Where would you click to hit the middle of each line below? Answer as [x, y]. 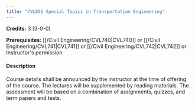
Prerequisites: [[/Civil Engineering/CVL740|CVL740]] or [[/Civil [83, 40]
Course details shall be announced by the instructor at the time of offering [96, 79]
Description [21, 66]
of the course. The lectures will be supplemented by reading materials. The [97, 85]
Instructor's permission [34, 52]
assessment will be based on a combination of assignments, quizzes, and [96, 92]
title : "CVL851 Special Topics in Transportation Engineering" [86, 12]
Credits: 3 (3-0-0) [29, 28]
